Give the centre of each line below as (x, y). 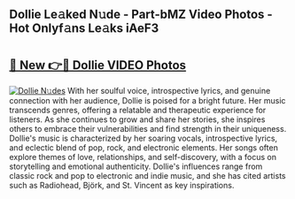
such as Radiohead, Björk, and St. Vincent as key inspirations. (122, 185)
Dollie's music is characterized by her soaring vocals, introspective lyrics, (143, 138)
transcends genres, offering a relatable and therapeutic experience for (138, 110)
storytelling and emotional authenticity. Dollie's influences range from (136, 166)
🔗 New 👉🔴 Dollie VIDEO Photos (98, 65)
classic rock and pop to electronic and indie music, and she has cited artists (147, 176)
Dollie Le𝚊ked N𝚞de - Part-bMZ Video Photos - (141, 15)
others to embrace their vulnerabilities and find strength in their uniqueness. (148, 129)
